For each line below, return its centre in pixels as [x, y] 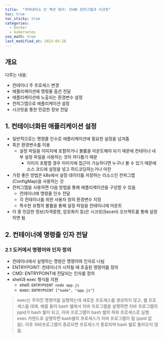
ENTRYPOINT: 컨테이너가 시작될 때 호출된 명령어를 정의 [65, 267]
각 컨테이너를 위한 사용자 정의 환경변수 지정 [60, 199]
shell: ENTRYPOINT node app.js [49, 285]
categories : [17, 23]
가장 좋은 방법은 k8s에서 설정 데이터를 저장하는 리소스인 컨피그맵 [73, 175]
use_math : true [20, 37]
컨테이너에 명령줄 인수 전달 [45, 194]
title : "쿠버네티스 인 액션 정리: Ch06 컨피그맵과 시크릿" [58, 9]
